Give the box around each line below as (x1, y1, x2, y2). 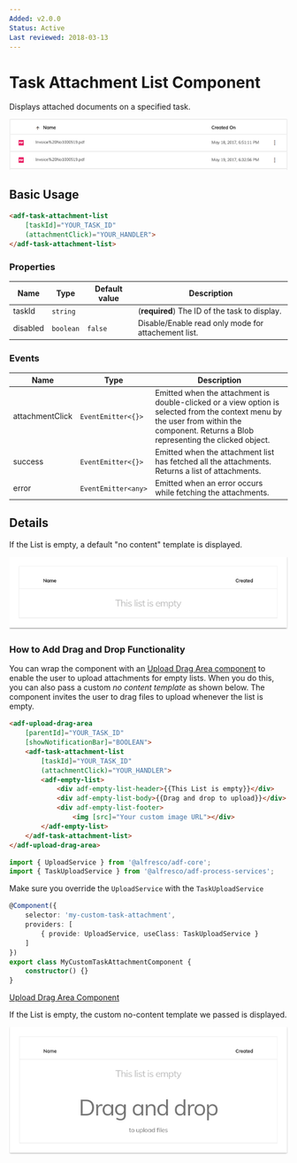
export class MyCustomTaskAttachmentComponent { (9, 958, 192, 966)
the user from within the (154, 415, 242, 426)
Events (9, 352, 40, 364)
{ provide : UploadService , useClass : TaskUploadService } (41, 929, 259, 938)
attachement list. (137, 328, 199, 338)
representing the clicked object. (154, 434, 270, 445)
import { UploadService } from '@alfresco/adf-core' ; (9, 857, 212, 867)
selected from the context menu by (154, 406, 283, 416)
